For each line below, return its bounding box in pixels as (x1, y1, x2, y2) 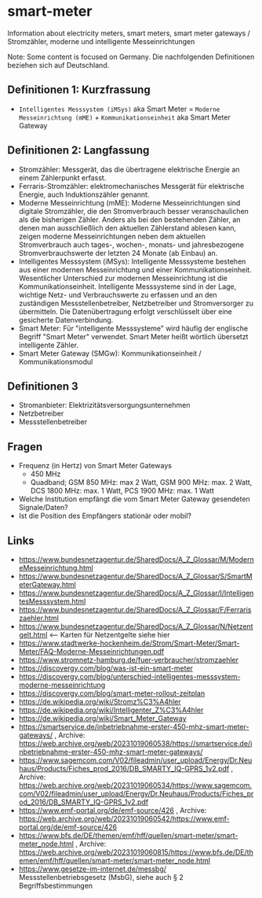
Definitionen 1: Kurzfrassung (7, 83, 151, 97)
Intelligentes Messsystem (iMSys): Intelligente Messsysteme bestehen (18, 257, 246, 266)
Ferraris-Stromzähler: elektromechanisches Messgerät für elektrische (18, 181, 245, 190)
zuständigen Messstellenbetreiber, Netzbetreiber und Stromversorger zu (18, 298, 254, 308)
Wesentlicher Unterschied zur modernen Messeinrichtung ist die (18, 273, 228, 283)
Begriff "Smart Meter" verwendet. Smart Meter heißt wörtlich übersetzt (18, 331, 249, 341)
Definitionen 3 (7, 379, 79, 393)
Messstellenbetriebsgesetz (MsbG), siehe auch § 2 (18, 873, 184, 881)
